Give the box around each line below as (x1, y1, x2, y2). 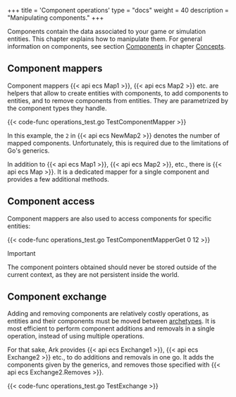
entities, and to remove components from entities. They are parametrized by (7, 96, 229, 105)
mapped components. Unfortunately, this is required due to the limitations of (7, 138, 229, 147)
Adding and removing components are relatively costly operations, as (7, 309, 209, 318)
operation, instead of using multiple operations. (7, 332, 144, 340)
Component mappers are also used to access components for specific (7, 214, 212, 223)
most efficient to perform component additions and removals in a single (7, 324, 215, 333)
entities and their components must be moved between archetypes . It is (7, 317, 216, 326)
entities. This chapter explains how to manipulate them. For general (7, 35, 203, 43)
